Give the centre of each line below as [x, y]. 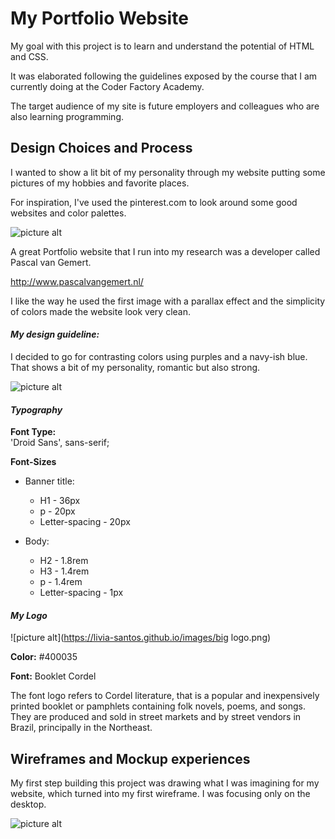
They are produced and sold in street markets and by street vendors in [156, 717]
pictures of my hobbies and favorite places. [100, 183]
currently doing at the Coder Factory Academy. [107, 86]
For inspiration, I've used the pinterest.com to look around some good [154, 202]
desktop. [28, 804]
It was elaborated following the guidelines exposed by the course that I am [164, 76]
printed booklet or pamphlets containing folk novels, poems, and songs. [158, 706]
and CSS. [29, 56]
